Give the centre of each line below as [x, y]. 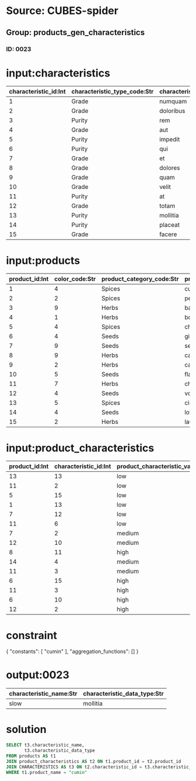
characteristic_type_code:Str [113, 92]
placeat [169, 225]
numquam [173, 102]
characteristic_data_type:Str [123, 694]
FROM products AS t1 [31, 756]
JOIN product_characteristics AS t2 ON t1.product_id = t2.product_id [94, 761]
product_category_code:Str [140, 279]
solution [26, 730]
